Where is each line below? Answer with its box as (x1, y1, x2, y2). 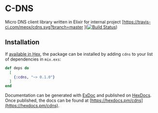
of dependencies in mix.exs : (5, 56, 61, 62)
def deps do (5, 65, 29, 70)
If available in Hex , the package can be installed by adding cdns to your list (5, 51, 153, 57)
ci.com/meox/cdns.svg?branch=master (5, 24, 84, 30)
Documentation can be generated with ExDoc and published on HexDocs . (5, 93, 152, 98)
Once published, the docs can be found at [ (5, 97, 92, 103)
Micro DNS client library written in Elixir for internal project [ (5, 19, 124, 25)
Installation (5, 38, 40, 47)
